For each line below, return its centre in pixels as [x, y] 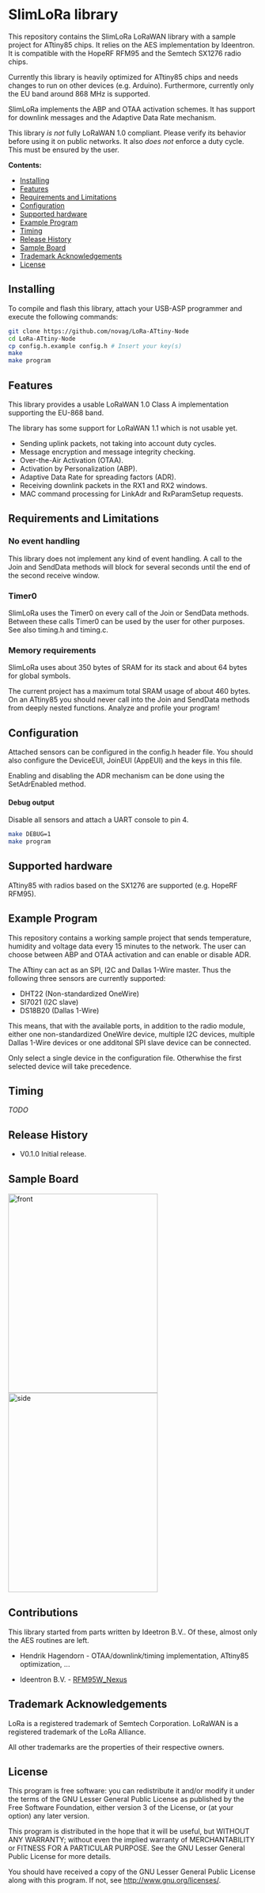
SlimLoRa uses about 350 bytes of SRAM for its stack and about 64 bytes [128, 668]
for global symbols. [40, 676]
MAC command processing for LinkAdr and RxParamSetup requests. [131, 494]
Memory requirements [52, 650]
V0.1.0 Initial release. [53, 1154]
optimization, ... [45, 1664]
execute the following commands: [63, 316]
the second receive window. [54, 575]
